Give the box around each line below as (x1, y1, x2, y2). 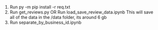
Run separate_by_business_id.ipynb (9, 19, 82, 25)
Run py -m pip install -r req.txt (9, 4, 71, 10)
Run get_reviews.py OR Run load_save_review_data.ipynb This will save (9, 9, 154, 15)
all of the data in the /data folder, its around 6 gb (9, 15, 107, 20)
